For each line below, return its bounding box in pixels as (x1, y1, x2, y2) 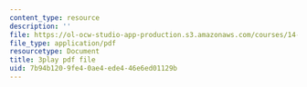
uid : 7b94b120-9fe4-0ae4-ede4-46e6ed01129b (9, 64, 178, 73)
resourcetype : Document (9, 47, 101, 56)
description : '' (9, 22, 71, 31)
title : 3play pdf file (9, 55, 96, 64)
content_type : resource (9, 13, 101, 23)
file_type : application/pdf (9, 38, 117, 48)
